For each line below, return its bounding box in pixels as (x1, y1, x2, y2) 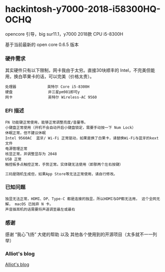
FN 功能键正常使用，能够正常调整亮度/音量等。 (5, 120, 88, 125)
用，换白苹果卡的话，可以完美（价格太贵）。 (5, 73, 94, 80)
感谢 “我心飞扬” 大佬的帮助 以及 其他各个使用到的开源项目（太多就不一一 (5, 231, 153, 237)
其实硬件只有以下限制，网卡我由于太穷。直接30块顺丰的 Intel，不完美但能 (5, 67, 155, 73)
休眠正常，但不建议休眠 (5, 130, 46, 135)
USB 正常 (5, 157, 22, 162)
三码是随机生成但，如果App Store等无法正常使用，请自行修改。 (5, 171, 117, 176)
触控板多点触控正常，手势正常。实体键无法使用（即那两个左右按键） (5, 162, 123, 167)
